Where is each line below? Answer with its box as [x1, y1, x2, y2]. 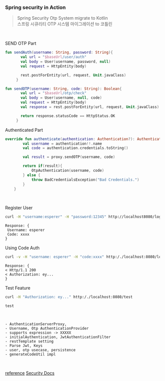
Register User [5, 205, 33, 211]
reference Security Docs [5, 370, 55, 376]
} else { [23, 172, 41, 178]
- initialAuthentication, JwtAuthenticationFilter [5, 335, 111, 340]
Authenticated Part [5, 127, 43, 133]
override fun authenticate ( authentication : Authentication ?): [5, 136, 135, 142]
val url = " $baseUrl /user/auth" [20, 55, 87, 60]
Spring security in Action [5, 4, 66, 11]
